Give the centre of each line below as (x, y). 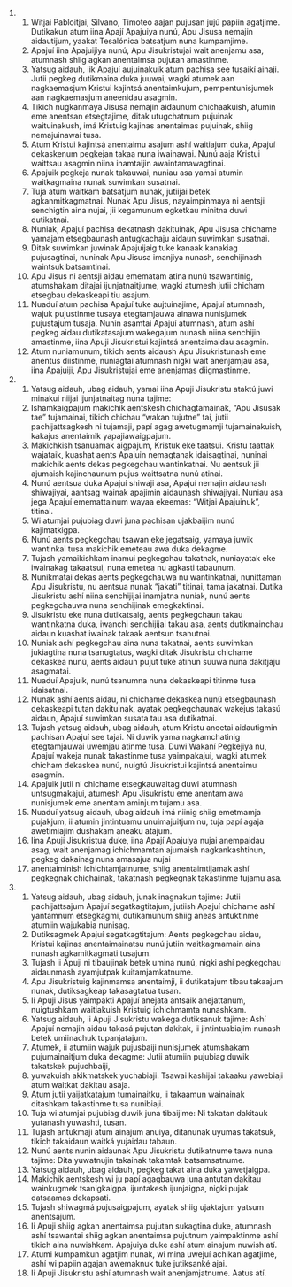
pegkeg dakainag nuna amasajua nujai (100, 859)
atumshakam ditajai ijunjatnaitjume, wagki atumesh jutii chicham (148, 285)
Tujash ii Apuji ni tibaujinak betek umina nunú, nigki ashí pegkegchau (156, 963)
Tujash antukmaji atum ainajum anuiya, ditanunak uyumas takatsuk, (154, 1132)
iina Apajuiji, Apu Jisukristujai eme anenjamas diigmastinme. (140, 370)
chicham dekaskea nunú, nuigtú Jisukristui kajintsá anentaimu (144, 765)
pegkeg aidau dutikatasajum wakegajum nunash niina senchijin (146, 332)
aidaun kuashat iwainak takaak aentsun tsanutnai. (121, 633)
